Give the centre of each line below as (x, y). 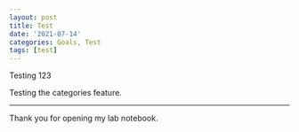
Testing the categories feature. (66, 93)
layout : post (33, 17)
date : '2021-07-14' (45, 34)
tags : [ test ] (33, 50)
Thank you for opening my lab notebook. (84, 118)
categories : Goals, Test (55, 42)
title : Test (31, 26)
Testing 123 (30, 75)
